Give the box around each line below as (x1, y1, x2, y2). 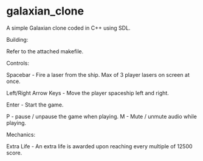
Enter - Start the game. (6, 101, 64, 108)
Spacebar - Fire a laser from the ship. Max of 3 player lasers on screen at (6, 71, 190, 78)
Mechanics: (6, 131, 36, 138)
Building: (6, 36, 29, 43)
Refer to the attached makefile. (6, 47, 84, 55)
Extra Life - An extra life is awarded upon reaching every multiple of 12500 (6, 142, 193, 149)
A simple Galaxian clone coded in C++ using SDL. (6, 24, 131, 31)
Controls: (6, 59, 29, 67)
